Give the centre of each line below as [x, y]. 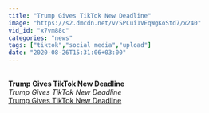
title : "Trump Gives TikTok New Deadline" [80, 16]
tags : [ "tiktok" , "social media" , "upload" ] [80, 45]
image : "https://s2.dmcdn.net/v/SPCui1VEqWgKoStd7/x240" [105, 23]
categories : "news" [41, 38]
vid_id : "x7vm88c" [39, 30]
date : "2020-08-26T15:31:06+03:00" [67, 53]
